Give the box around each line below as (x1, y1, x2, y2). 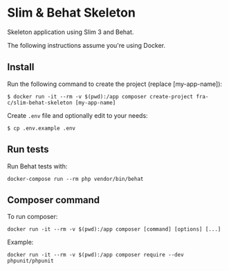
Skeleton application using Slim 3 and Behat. (7, 28, 134, 36)
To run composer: (7, 213, 58, 221)
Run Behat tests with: (7, 161, 68, 171)
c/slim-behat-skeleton (7, 99, 73, 106)
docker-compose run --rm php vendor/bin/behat (7, 175, 144, 182)
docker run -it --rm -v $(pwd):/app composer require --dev (7, 252, 185, 259)
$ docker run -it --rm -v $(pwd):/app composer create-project (7, 93, 194, 100)
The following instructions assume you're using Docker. (7, 41, 166, 49)
